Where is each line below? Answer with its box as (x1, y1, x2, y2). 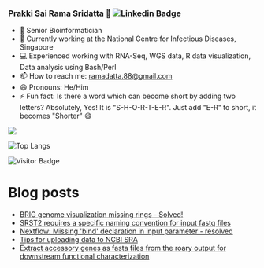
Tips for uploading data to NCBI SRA (19, 235, 138, 244)
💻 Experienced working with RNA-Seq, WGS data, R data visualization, (19, 51, 251, 61)
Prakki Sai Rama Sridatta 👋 (8, 8, 112, 19)
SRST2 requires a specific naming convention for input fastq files (19, 218, 231, 228)
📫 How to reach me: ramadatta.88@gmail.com (19, 72, 173, 81)
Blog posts (8, 184, 80, 202)
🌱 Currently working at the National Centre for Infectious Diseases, (19, 34, 236, 43)
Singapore (19, 42, 54, 52)
